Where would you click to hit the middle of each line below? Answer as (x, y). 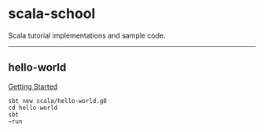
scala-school (52, 14)
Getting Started (33, 86)
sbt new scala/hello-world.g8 (58, 101)
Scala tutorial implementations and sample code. (87, 35)
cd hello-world (33, 108)
